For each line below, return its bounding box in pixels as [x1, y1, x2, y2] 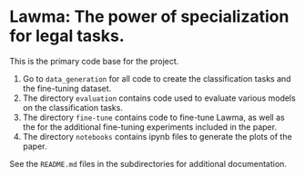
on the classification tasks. [22, 102, 123, 113]
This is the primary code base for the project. [9, 55, 179, 66]
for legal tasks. [9, 25, 125, 46]
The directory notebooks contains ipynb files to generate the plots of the [22, 131, 293, 142]
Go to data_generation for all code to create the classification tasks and [22, 73, 291, 84]
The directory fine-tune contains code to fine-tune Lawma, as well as [22, 112, 285, 123]
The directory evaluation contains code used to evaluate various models [22, 93, 296, 103]
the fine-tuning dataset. [22, 83, 112, 93]
